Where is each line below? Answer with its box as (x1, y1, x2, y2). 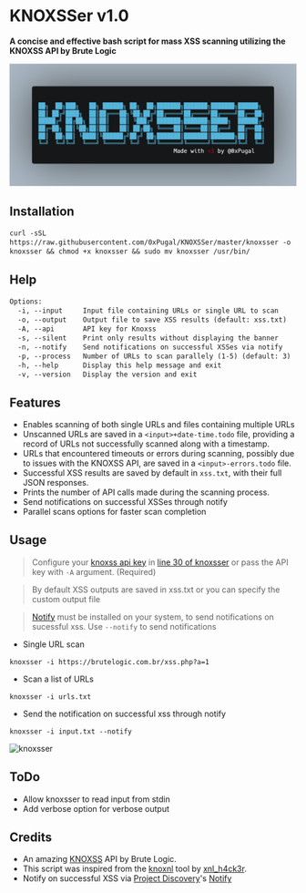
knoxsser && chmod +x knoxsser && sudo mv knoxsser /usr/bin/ (9, 247, 250, 256)
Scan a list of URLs (22, 673, 94, 684)
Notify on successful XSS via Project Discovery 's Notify (22, 873, 232, 884)
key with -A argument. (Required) (31, 566, 157, 577)
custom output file (31, 593, 101, 604)
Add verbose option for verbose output (22, 803, 170, 814)
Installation (9, 203, 75, 219)
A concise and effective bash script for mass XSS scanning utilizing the (9, 36, 286, 46)
